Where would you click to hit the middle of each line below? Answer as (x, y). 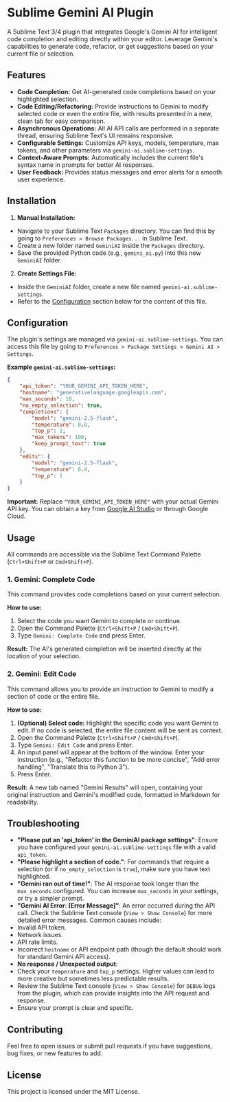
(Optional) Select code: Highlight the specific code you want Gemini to (118, 723)
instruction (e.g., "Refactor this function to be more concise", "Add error (119, 759)
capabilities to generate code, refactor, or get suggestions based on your (111, 46)
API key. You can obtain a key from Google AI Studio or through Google (107, 509)
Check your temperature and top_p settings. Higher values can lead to (116, 971)
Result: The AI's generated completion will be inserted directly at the (105, 649)
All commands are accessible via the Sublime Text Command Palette (104, 554)
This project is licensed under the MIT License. (73, 1091)
